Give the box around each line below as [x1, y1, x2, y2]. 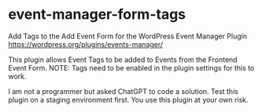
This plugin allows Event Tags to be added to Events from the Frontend [8, 55, 238, 64]
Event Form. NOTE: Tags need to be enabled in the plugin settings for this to [8, 63, 255, 72]
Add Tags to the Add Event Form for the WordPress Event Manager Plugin [8, 31, 248, 41]
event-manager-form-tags [8, 5, 186, 23]
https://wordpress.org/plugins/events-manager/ [8, 39, 164, 49]
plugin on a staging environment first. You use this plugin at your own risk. [8, 95, 249, 104]
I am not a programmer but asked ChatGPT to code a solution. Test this [8, 86, 238, 96]
